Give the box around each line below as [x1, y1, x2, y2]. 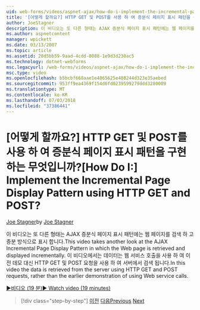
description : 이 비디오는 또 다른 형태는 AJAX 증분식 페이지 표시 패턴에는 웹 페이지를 [6, 25, 195, 32]
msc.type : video [6, 70, 46, 76]
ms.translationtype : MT [6, 86, 65, 92]
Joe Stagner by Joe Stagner [6, 218, 74, 225]
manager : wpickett [6, 36, 52, 42]
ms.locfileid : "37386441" [6, 103, 70, 109]
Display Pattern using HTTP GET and [6, 186, 190, 200]
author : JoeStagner [6, 20, 55, 26]
